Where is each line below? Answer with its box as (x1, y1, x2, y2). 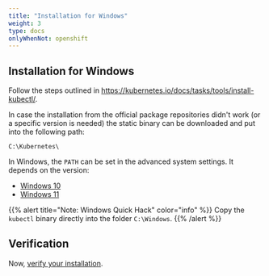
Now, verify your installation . (8, 258, 103, 268)
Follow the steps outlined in (8, 86, 99, 95)
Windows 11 (19, 190, 60, 199)
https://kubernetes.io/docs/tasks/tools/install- (100, 86, 254, 95)
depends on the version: (8, 165, 90, 175)
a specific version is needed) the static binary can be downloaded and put (8, 119, 256, 128)
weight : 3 (8, 19, 42, 27)
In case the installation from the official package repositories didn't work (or (8, 110, 261, 119)
